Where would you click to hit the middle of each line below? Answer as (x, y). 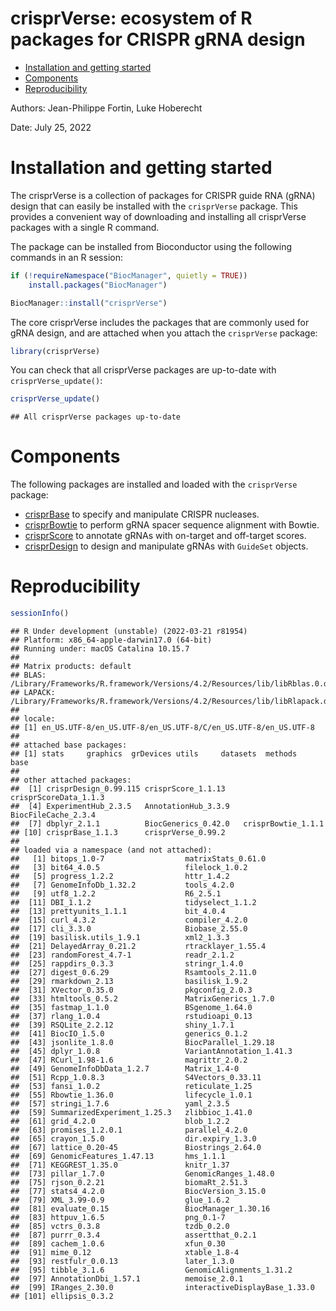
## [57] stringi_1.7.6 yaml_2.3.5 (120, 1104)
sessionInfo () (40, 613)
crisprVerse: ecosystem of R (131, 18)
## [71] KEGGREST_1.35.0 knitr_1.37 (120, 1165)
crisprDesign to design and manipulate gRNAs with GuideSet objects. (166, 546)
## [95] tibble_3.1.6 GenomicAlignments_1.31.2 (151, 1270)
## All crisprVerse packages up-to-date (96, 417)
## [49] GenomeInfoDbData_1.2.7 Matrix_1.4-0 (125, 1069)
